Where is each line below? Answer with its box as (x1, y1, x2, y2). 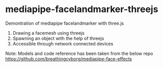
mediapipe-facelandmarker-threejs (5, 4, 158, 15)
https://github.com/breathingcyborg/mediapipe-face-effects (5, 55, 132, 61)
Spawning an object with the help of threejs (12, 35, 104, 41)
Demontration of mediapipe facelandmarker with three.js (5, 20, 124, 26)
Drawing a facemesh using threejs (12, 30, 85, 36)
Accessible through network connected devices (12, 40, 114, 46)
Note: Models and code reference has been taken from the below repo (5, 50, 153, 56)
